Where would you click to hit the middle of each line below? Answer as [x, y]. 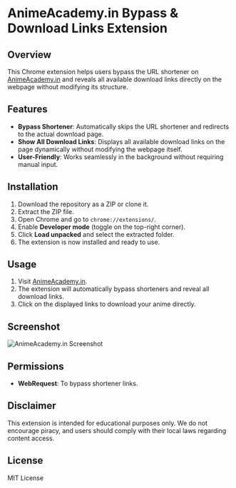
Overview [30, 55]
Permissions [36, 366]
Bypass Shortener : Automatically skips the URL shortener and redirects [123, 126]
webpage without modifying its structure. [68, 87]
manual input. [38, 164]
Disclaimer [32, 406]
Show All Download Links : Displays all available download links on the [121, 141]
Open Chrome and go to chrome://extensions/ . [87, 219]
